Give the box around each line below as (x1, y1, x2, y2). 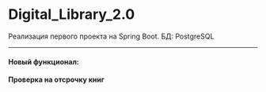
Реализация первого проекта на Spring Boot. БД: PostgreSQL (8, 31, 215, 41)
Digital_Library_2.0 (8, 6, 135, 24)
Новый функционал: (8, 57, 79, 66)
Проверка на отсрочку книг (8, 75, 105, 84)
